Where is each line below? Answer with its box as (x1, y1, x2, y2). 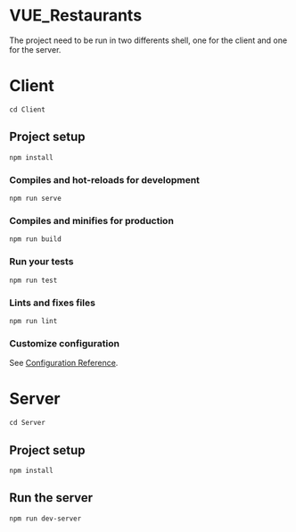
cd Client (9, 104, 46, 114)
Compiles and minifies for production (9, 214, 174, 227)
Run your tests (9, 255, 74, 268)
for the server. (9, 44, 62, 54)
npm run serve (9, 194, 62, 203)
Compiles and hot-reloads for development (9, 173, 201, 186)
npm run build (9, 235, 62, 244)
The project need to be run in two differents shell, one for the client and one (9, 35, 288, 46)
